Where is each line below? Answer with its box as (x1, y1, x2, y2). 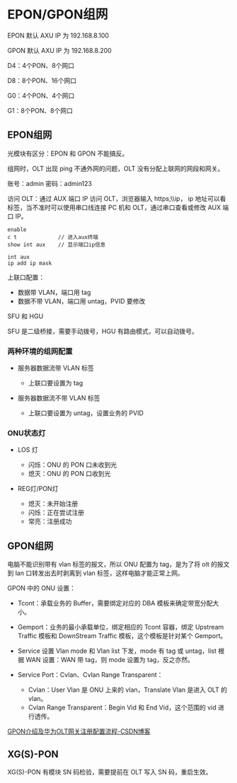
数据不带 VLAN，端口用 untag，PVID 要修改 (17, 296, 146, 305)
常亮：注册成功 (28, 517, 72, 526)
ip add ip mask (7, 260, 52, 267)
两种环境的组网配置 (7, 346, 73, 356)
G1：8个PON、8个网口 (7, 106, 73, 115)
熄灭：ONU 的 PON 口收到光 (28, 470, 111, 478)
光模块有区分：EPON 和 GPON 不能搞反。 (7, 149, 129, 158)
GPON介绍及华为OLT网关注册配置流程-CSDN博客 (7, 727, 151, 736)
